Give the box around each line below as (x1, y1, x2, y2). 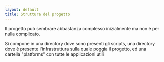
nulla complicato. (5, 31, 41, 37)
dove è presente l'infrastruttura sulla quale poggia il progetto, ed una (5, 46, 146, 52)
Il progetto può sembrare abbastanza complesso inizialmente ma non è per (5, 25, 160, 31)
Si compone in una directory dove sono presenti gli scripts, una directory (5, 40, 155, 46)
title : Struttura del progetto (5, 12, 70, 17)
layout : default (5, 7, 39, 12)
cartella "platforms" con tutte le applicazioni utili (5, 51, 104, 57)
